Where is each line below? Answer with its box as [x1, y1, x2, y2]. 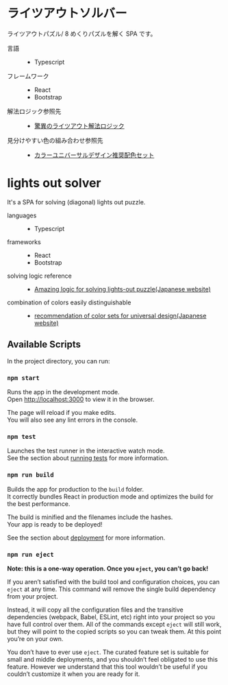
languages [7, 211, 37, 219]
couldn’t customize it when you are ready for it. [7, 669, 140, 678]
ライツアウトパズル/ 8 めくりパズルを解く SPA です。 [7, 29, 157, 38]
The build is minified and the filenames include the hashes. [7, 513, 173, 521]
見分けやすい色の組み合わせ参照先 [7, 136, 103, 144]
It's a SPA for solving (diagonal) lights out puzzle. [7, 197, 146, 206]
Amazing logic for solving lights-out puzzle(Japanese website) [34, 285, 211, 293]
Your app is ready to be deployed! [7, 520, 103, 528]
